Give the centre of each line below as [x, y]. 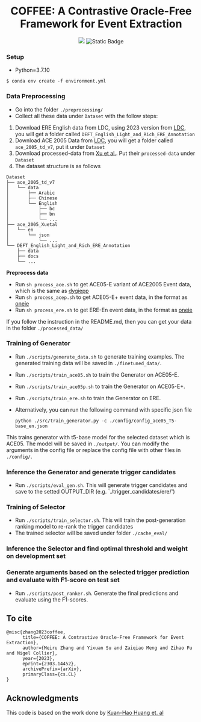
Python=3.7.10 [32, 70]
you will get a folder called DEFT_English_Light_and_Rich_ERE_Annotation [105, 134]
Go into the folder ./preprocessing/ [59, 109]
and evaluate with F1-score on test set [63, 580]
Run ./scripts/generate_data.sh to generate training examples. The [100, 356]
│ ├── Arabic [31, 193]
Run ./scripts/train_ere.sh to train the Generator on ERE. [88, 398]
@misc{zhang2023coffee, [36, 632]
